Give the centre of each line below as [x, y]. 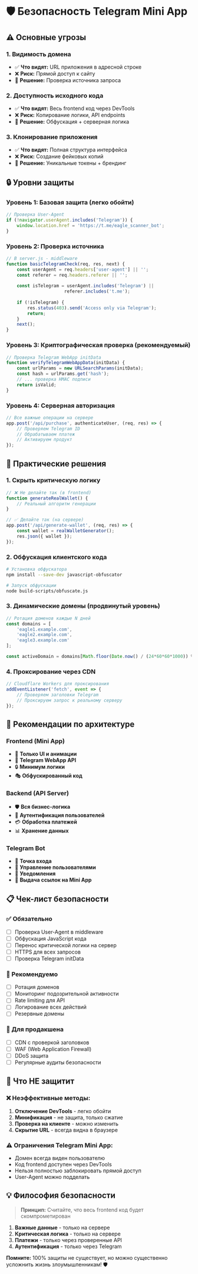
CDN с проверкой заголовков [52, 1042]
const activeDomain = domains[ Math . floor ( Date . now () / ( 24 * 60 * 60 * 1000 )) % [100, 657]
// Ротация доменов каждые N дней [49, 618]
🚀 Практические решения [56, 464]
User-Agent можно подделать [52, 1177]
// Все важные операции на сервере [50, 417]
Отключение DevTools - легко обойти [63, 1111]
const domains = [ [29, 624]
